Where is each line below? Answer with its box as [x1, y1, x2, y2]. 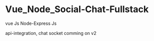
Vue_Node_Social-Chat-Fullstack [5, 4, 149, 15]
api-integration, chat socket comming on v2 [5, 30, 97, 36]
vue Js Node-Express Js [5, 20, 57, 26]
